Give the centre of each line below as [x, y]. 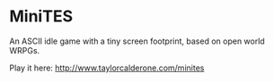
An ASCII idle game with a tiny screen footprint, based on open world [137, 41]
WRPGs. [25, 50]
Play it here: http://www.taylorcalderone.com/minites [107, 68]
